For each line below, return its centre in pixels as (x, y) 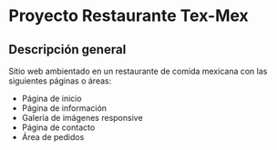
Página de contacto (58, 127)
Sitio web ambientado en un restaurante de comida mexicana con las (138, 71)
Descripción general (67, 50)
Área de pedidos (53, 137)
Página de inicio (52, 98)
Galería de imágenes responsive (82, 118)
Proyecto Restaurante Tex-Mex (129, 16)
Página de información (64, 108)
